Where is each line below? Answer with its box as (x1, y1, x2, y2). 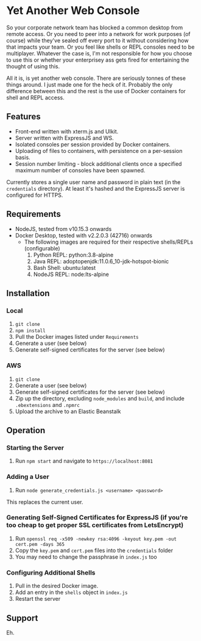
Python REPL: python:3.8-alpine (33, 251, 114, 258)
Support (6, 613, 38, 623)
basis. (15, 154, 30, 161)
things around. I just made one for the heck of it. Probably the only (6, 80, 173, 88)
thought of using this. (6, 62, 60, 70)
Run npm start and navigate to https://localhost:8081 (15, 458, 153, 465)
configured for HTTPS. (6, 191, 63, 199)
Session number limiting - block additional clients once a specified (15, 160, 182, 168)
